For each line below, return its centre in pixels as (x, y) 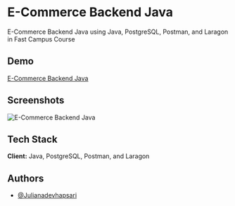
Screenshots (36, 100)
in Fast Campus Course (41, 39)
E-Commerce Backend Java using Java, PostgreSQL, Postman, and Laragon (118, 32)
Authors (26, 178)
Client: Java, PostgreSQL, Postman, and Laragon (78, 156)
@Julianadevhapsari (47, 195)
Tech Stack (32, 139)
